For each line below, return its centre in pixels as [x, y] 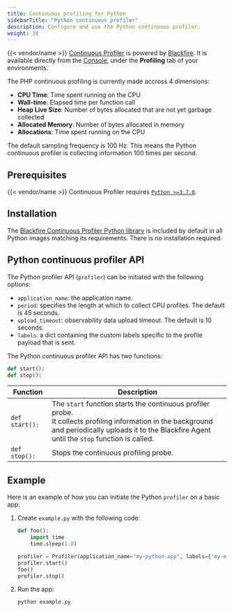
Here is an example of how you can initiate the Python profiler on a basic [114, 497]
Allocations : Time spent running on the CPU [81, 132]
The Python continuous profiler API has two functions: [85, 356]
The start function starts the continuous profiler [131, 404]
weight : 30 [23, 33]
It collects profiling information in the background [132, 421]
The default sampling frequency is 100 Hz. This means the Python [102, 146]
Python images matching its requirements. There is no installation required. [115, 238]
